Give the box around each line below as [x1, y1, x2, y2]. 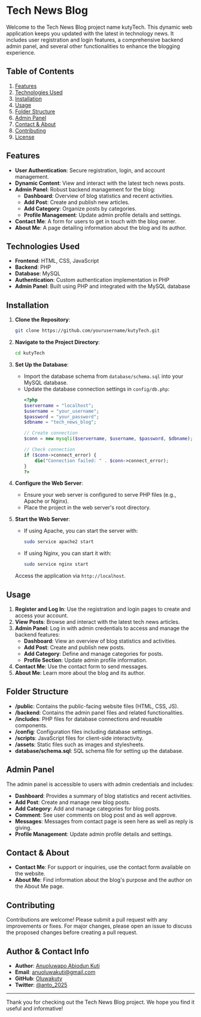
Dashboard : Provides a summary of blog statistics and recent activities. [14, 792, 192, 799]
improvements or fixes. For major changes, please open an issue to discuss [6, 922, 193, 930]
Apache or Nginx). [23, 497, 69, 505]
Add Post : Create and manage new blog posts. [14, 799, 130, 806]
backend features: [14, 631, 60, 638]
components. [14, 721, 48, 729]
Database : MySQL [14, 270, 61, 277]
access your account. [14, 612, 69, 619]
